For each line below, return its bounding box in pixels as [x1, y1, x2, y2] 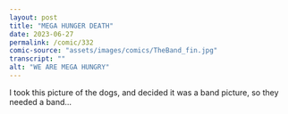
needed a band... [9, 96, 72, 107]
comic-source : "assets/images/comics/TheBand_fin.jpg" [9, 46, 218, 55]
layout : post [9, 12, 58, 22]
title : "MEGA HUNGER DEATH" [9, 21, 114, 30]
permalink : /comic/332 [9, 37, 94, 47]
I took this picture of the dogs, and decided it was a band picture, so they [9, 86, 279, 98]
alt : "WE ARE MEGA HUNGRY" [9, 63, 110, 72]
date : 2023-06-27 [9, 29, 74, 38]
